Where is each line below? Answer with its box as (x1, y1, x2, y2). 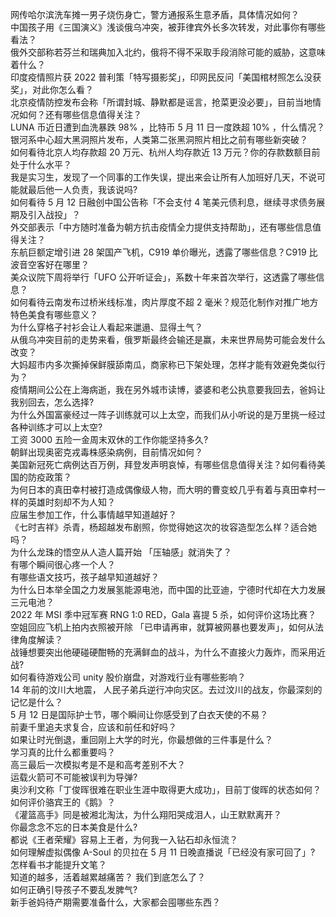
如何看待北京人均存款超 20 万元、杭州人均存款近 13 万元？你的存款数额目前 (10, 146, 321, 158)
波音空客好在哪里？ (10, 259, 90, 270)
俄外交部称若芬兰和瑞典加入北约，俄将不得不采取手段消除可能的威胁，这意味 (10, 46, 326, 58)
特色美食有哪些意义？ (10, 309, 98, 320)
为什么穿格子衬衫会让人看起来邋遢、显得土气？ (10, 321, 203, 333)
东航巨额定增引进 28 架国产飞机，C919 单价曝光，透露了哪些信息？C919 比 (10, 246, 318, 258)
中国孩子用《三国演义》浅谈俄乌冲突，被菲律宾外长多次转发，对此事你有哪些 (10, 21, 326, 33)
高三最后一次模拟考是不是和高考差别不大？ (10, 759, 186, 770)
